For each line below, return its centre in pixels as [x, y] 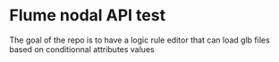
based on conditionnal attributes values [82, 49]
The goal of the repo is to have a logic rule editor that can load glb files [139, 40]
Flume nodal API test [88, 15]
